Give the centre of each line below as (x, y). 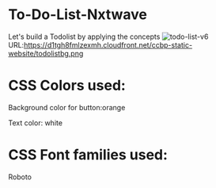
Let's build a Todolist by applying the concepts (84, 36)
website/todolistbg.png (46, 53)
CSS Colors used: (67, 86)
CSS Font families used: (88, 155)
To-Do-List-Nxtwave (78, 15)
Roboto (20, 177)
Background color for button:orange (67, 107)
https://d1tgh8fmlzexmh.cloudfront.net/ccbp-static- (108, 44)
